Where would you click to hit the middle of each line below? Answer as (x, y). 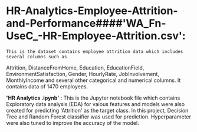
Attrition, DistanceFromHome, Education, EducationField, (75, 67)
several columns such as (37, 57)
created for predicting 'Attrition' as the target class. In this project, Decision (97, 110)
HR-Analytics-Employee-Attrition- (92, 11)
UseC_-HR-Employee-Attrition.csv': (96, 36)
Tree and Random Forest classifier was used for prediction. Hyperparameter (99, 117)
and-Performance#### (64, 23)
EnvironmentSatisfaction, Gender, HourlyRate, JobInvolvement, (83, 74)
